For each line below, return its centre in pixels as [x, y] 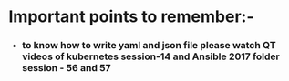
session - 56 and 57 [66, 68]
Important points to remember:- [131, 17]
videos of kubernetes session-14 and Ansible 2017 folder [150, 56]
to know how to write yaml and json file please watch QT [149, 46]
